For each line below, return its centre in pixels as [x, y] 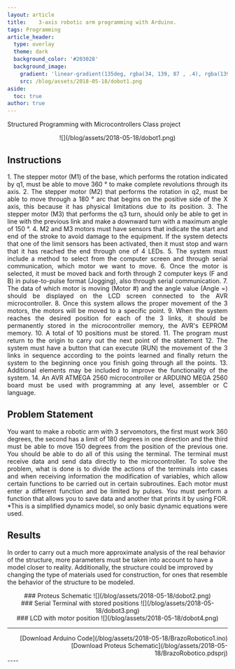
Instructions [34, 160]
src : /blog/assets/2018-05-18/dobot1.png [81, 81]
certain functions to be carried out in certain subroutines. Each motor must [117, 483]
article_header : [31, 37]
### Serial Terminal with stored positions [80, 603]
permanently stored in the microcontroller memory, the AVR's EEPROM [117, 325]
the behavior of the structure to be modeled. [71, 582]
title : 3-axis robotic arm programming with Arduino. [92, 22]
